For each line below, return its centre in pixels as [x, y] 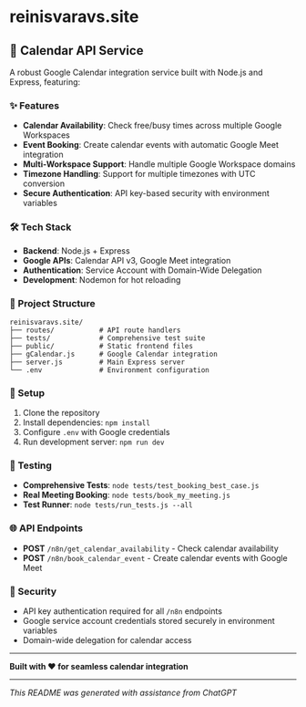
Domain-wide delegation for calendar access [107, 640]
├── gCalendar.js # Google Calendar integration [114, 354]
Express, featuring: [45, 82]
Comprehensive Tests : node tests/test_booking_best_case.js [141, 485]
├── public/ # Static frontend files [102, 346]
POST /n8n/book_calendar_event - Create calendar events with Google [155, 557]
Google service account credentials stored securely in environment [148, 621]
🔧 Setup [27, 392]
